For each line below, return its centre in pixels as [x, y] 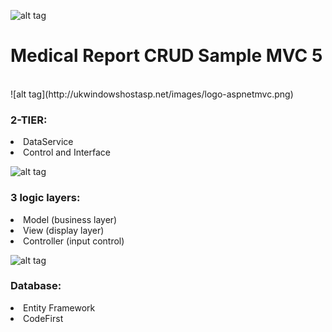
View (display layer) [64, 230]
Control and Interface [67, 152]
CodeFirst [43, 318]
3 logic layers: [45, 198]
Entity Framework [59, 307]
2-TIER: [29, 120]
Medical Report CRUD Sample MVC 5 [166, 56]
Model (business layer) [70, 219]
